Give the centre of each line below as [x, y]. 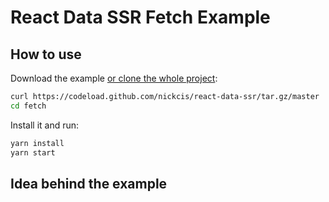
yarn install [37, 143]
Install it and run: [45, 125]
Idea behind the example [89, 183]
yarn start [33, 152]
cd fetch [28, 106]
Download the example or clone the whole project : [114, 78]
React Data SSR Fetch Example [140, 17]
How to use [46, 54]
